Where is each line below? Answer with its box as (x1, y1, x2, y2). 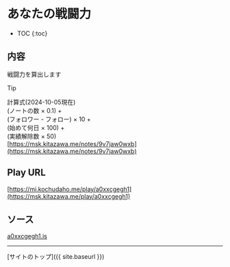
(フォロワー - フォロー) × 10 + (7, 115, 91, 123)
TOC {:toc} (16, 29, 48, 38)
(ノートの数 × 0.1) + (7, 107, 62, 115)
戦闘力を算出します (7, 70, 62, 79)
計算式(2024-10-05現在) (7, 98, 76, 106)
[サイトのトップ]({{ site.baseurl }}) (7, 253, 105, 261)
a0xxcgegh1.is (7, 232, 48, 240)
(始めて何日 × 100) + (7, 124, 65, 132)
